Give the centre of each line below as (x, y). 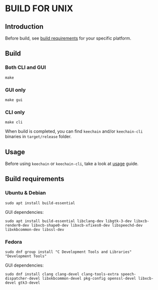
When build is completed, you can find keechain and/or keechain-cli (74, 131)
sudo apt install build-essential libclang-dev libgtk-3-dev (69, 221)
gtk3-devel (29, 283)
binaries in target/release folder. (38, 137)
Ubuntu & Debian (26, 193)
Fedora (14, 242)
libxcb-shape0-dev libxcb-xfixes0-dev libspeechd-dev (87, 225)
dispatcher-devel (23, 279)
